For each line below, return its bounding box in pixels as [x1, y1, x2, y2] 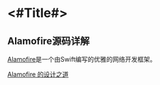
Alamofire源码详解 [7, 35, 90, 47]
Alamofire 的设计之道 [7, 70, 69, 79]
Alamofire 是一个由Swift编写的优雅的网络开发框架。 [7, 55, 156, 63]
